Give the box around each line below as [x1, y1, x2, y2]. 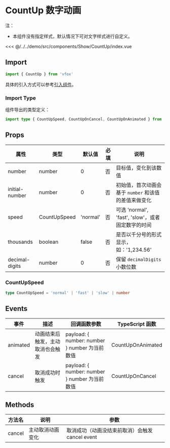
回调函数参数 [70, 321, 101, 328]
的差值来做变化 [115, 197, 152, 204]
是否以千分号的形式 [115, 231, 162, 238]
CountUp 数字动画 [5, 5, 81, 16]
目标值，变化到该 [115, 164, 157, 171]
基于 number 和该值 [115, 189, 160, 196]
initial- [8, 185, 24, 193]
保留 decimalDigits [115, 255, 161, 263]
